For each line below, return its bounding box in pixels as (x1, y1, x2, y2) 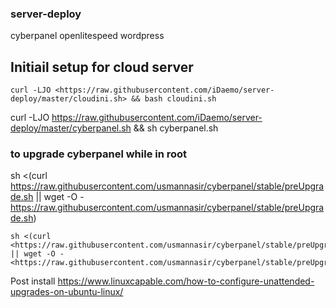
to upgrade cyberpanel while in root (10, 147, 188, 161)
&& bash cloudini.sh (131, 94, 217, 104)
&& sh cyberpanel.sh (133, 122, 219, 134)
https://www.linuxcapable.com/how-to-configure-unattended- (57, 275, 315, 287)
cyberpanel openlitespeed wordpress (10, 30, 165, 42)
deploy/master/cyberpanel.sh (10, 122, 132, 134)
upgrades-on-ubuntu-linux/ (10, 286, 124, 298)
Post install (10, 275, 56, 287)
